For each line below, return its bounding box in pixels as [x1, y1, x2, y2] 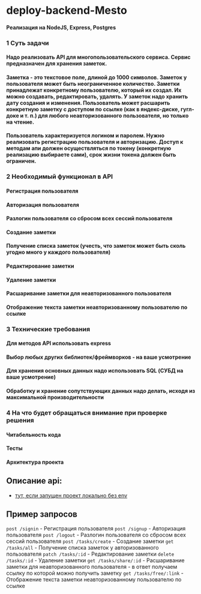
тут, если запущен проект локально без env [14, 491, 128, 499]
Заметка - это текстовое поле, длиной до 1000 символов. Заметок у [6, 73, 187, 81]
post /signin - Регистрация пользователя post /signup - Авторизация [6, 525, 186, 532]
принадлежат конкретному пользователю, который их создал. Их [6, 86, 182, 94]
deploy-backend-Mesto [6, 4, 127, 17]
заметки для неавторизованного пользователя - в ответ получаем [6, 563, 178, 571]
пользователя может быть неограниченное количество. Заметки [6, 80, 180, 87]
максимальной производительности [6, 394, 104, 401]
